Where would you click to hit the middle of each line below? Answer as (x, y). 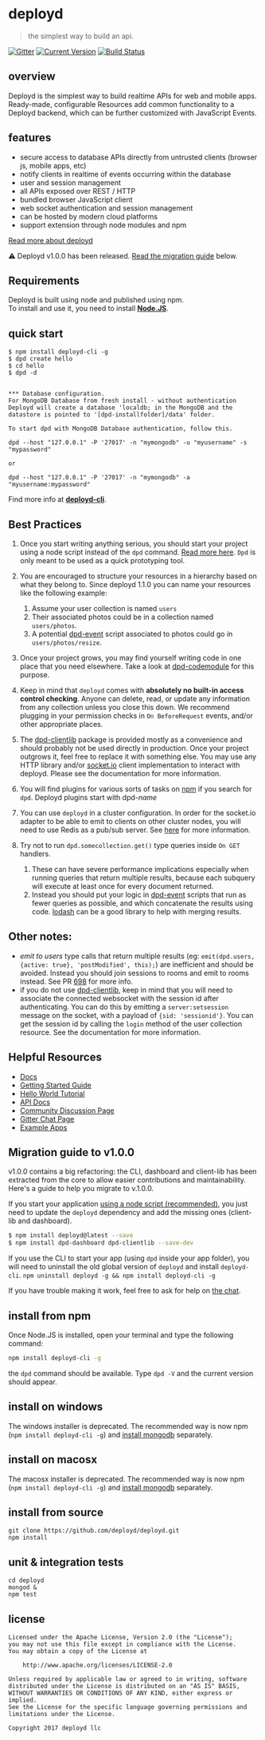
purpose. (35, 675)
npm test (23, 1595)
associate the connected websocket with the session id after (119, 998)
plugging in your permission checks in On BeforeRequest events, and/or (136, 716)
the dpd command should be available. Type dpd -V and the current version (131, 1373)
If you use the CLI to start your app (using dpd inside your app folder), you (129, 1258)
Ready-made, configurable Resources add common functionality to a (121, 104)
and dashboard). (45, 1221)
